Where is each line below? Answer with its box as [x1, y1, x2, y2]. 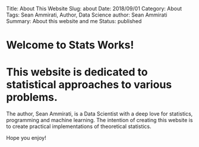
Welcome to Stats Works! [6, 39, 134, 52]
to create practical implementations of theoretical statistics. [6, 123, 151, 130]
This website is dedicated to [6, 65, 148, 79]
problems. [6, 91, 58, 104]
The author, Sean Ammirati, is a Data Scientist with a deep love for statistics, [6, 110, 193, 117]
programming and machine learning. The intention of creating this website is [6, 117, 193, 124]
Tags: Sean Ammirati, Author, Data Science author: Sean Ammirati [6, 11, 168, 18]
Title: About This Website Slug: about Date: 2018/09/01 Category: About [6, 5, 182, 12]
